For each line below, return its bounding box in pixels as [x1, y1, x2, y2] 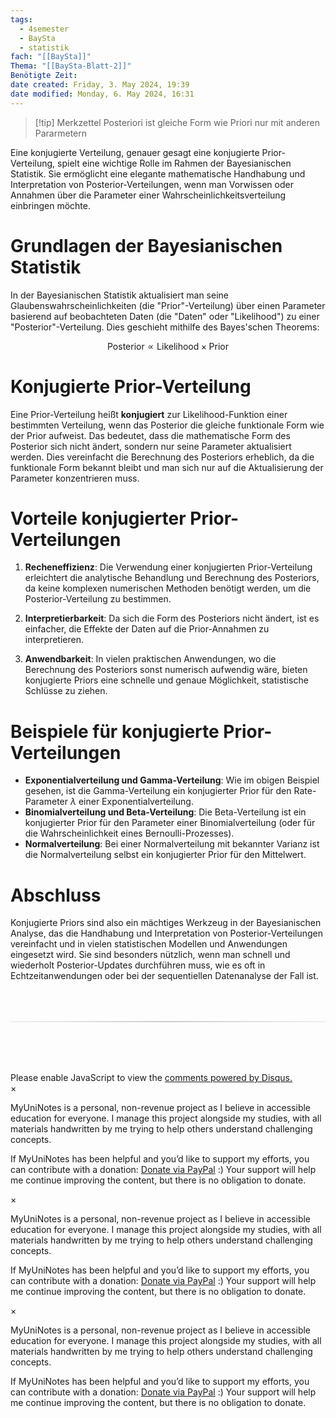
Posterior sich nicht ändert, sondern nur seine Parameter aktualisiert [10, 440, 292, 452]
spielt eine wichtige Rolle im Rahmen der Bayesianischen [57, 157, 292, 169]
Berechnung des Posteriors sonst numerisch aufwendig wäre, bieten [24, 664, 308, 676]
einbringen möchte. [10, 199, 91, 211]
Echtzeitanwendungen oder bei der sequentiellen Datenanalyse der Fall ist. [10, 970, 319, 982]
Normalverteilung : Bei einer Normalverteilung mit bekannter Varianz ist [24, 838, 320, 850]
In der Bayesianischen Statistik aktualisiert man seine [10, 289, 229, 301]
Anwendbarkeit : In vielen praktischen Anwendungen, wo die [24, 653, 277, 665]
